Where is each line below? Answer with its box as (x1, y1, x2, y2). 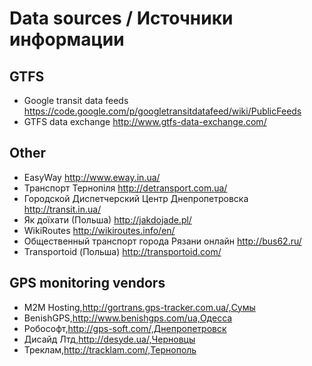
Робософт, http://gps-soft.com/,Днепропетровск (23, 322, 227, 334)
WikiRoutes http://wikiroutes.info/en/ (23, 224, 176, 236)
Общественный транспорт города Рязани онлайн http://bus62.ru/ (23, 235, 302, 247)
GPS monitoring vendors (9, 275, 166, 292)
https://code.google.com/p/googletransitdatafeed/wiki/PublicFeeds (23, 105, 302, 117)
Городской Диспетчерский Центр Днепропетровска (23, 192, 249, 204)
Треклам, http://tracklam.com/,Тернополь (23, 343, 197, 356)
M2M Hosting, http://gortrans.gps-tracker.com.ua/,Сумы (23, 301, 256, 313)
